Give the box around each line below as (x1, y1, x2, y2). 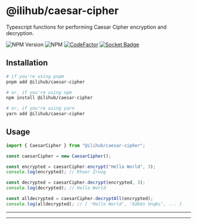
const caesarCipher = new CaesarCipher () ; (6, 153, 111, 159)
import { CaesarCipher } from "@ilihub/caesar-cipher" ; (6, 142, 145, 149)
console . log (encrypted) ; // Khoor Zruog (6, 169, 107, 175)
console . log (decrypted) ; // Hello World (6, 185, 107, 191)
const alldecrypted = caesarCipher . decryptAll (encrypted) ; (6, 196, 154, 202)
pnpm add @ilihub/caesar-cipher (6, 79, 85, 85)
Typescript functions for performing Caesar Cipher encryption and (6, 23, 167, 30)
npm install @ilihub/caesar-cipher (6, 95, 93, 101)
